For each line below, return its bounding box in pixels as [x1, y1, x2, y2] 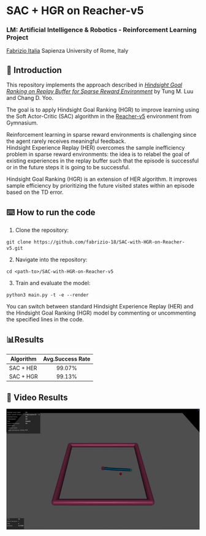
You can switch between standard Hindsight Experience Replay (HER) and [6, 303, 194, 310]
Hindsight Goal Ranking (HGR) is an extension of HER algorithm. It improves [6, 175, 197, 183]
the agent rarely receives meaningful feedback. [6, 137, 126, 145]
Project [6, 33, 29, 42]
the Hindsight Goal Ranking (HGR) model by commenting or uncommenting [6, 309, 196, 316]
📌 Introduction [6, 65, 63, 75]
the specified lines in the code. [6, 316, 84, 323]
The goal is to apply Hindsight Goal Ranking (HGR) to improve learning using [6, 106, 199, 113]
